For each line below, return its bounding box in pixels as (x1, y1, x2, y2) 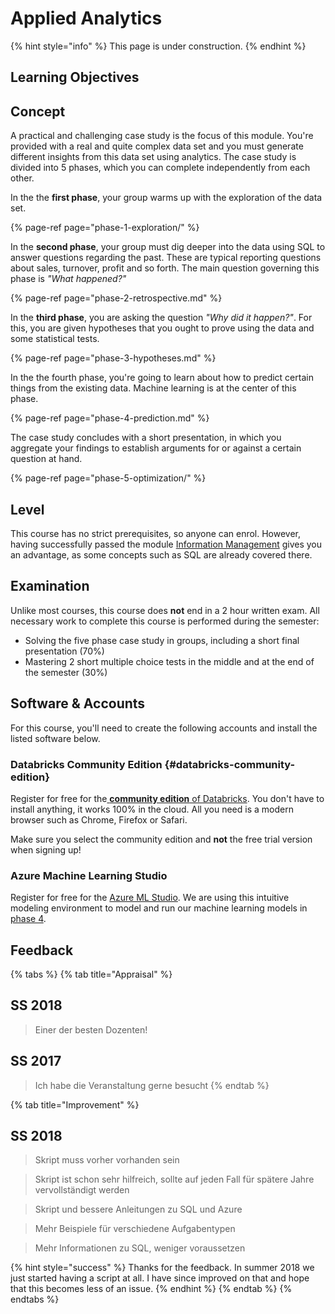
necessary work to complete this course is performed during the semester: (10, 615, 320, 627)
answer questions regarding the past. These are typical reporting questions (10, 252, 322, 264)
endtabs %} (10, 1293, 60, 1306)
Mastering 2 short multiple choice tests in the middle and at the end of (24, 655, 315, 667)
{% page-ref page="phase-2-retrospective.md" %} (10, 292, 223, 304)
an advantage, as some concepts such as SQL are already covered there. (10, 548, 313, 561)
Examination (10, 578, 90, 595)
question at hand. (10, 453, 83, 465)
